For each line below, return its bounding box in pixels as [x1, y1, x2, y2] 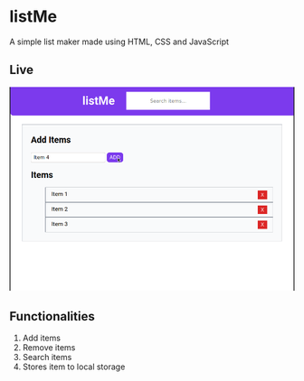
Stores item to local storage [22, 361, 126, 372]
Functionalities [9, 309, 95, 324]
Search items [22, 351, 72, 362]
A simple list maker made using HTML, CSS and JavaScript [9, 36, 229, 47]
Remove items [22, 341, 76, 353]
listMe [9, 6, 57, 27]
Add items [22, 332, 62, 343]
